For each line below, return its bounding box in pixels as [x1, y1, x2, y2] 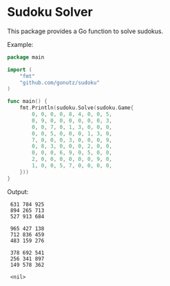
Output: [7, 187, 29, 196]
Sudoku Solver [7, 4, 93, 20]
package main [7, 53, 45, 61]
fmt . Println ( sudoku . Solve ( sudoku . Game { [19, 104, 134, 111]
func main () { [7, 98, 48, 105]
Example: [7, 40, 34, 48]
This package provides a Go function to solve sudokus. [7, 27, 164, 35]
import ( [7, 66, 32, 73]
